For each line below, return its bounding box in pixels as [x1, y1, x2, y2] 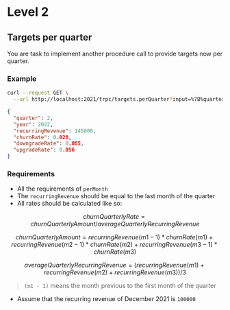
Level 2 [7, 4, 49, 20]
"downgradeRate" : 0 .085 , [13, 140, 84, 147]
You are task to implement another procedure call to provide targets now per [7, 49, 223, 58]
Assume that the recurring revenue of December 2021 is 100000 [16, 295, 196, 303]
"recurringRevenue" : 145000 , [13, 128, 97, 134]
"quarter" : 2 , [13, 115, 53, 121]
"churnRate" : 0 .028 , [13, 134, 72, 141]
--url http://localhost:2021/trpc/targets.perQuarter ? [13, 96, 173, 103]
